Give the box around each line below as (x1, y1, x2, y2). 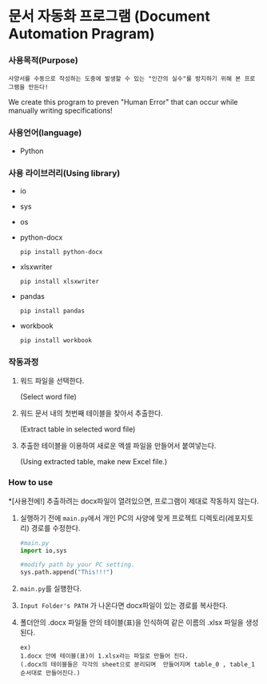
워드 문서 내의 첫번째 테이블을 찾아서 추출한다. (19, 408, 164, 418)
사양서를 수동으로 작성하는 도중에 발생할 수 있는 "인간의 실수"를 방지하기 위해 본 (8, 75, 241, 83)
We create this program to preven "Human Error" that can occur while (8, 97, 238, 107)
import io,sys (19, 547, 67, 555)
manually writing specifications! (8, 105, 114, 116)
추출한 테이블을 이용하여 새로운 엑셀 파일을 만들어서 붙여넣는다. (19, 441, 217, 451)
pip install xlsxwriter (19, 277, 100, 286)
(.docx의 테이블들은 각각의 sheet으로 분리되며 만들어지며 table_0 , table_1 (19, 661, 256, 669)
